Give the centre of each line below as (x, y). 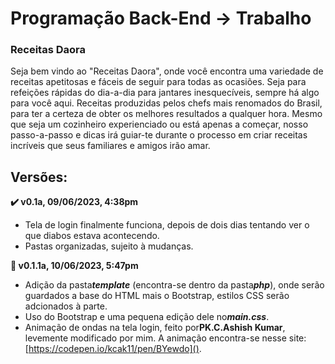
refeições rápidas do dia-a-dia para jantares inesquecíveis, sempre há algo (165, 93)
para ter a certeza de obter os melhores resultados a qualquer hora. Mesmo (166, 114)
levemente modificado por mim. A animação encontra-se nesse (155, 338)
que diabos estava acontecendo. (92, 236)
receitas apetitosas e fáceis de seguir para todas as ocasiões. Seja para (158, 82)
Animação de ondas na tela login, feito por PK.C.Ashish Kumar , (155, 328)
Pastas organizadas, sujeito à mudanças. (109, 246)
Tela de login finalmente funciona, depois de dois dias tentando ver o (167, 225)
